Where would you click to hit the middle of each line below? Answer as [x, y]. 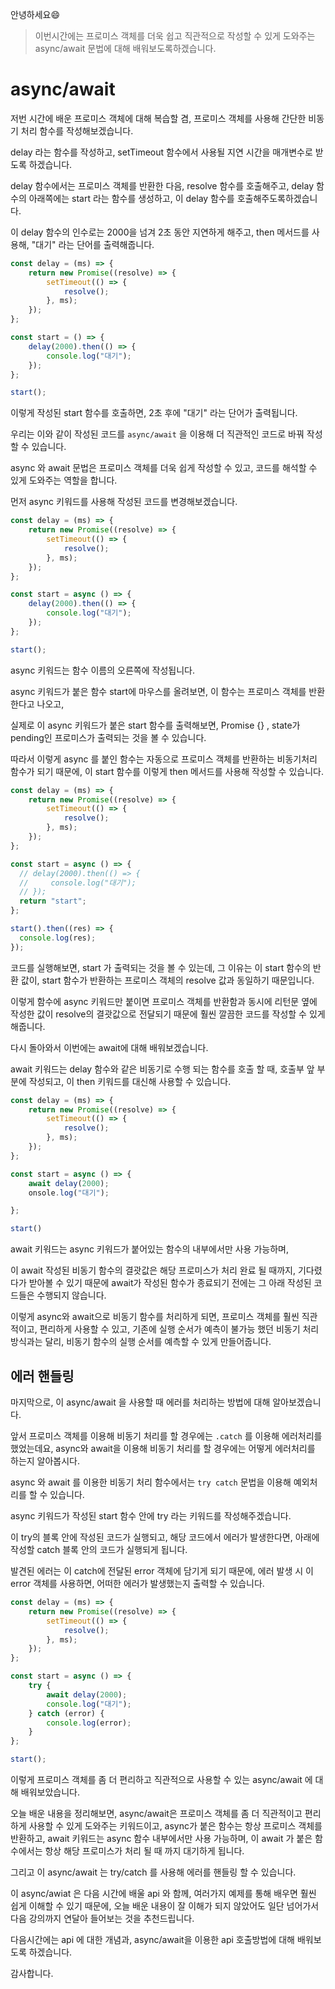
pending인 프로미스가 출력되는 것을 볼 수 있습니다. [108, 737]
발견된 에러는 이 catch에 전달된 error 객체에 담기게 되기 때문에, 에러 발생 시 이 [162, 1571]
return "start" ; [53, 901]
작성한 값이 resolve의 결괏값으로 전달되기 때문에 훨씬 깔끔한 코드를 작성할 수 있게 [168, 1014]
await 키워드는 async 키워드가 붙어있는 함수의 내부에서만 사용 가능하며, [149, 1249]
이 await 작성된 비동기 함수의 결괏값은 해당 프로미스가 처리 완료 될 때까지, [153, 1270]
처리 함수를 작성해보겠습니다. [77, 130]
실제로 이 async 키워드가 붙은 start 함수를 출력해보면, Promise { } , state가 [155, 725]
